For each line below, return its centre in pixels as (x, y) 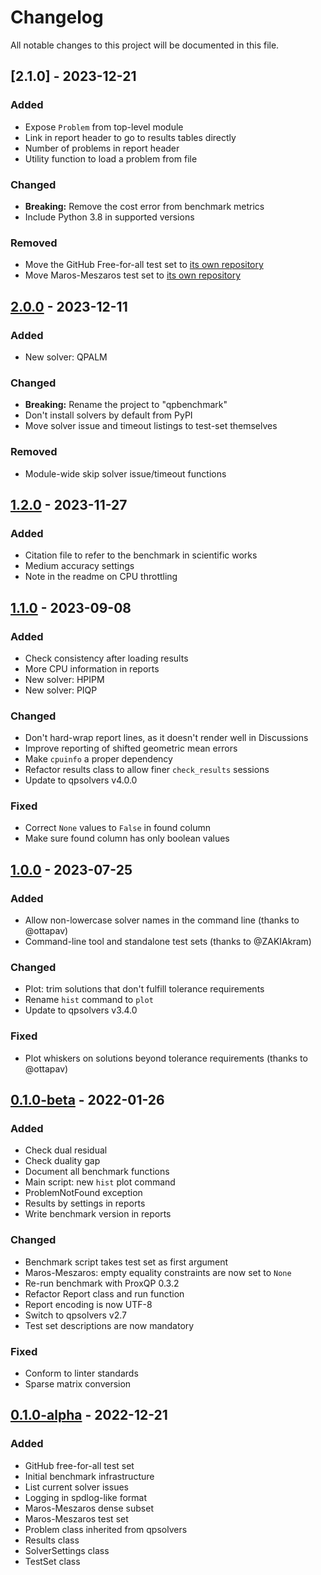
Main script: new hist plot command (100, 1182)
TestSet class (52, 1561)
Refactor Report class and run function (104, 1293)
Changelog (57, 17)
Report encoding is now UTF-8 (88, 1304)
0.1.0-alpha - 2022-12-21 (89, 1415)
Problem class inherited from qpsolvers (106, 1529)
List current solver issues (76, 1487)
